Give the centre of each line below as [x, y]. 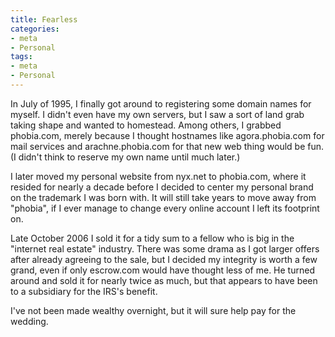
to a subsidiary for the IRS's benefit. [84, 291]
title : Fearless [44, 19]
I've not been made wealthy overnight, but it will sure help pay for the [153, 310]
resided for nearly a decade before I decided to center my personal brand [162, 187]
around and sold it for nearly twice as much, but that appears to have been [164, 280]
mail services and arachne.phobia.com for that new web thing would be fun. [167, 146]
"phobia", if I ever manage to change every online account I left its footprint [165, 208]
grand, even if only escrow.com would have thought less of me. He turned [162, 270]
